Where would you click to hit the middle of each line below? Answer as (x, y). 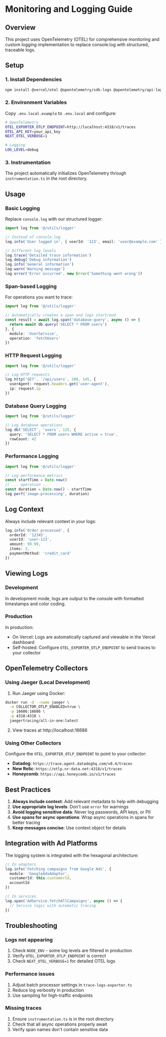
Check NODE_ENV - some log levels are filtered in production (72, 951)
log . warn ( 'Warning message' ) (35, 269)
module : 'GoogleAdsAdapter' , (40, 873)
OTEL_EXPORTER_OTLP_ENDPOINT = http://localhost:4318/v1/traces (70, 127)
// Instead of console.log (33, 237)
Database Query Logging (36, 406)
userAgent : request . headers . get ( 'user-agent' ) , (60, 384)
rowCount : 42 (23, 439)
